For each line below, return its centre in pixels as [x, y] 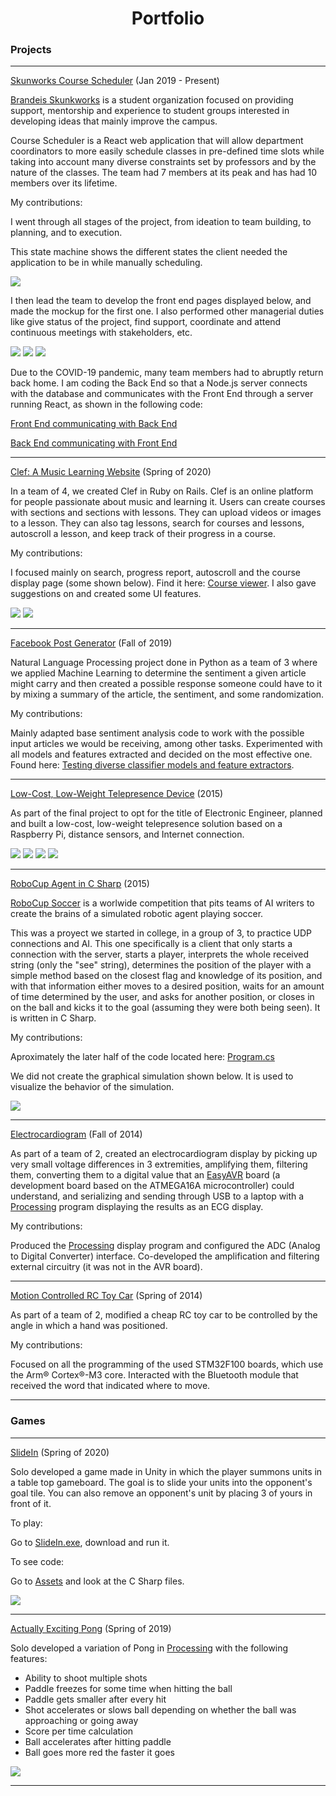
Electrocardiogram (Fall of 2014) [76, 1134]
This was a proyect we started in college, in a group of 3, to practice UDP [161, 933]
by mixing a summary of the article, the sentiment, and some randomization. [167, 694]
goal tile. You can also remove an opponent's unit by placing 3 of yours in [161, 1493]
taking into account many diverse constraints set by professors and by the [163, 162]
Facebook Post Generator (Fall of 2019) [91, 643]
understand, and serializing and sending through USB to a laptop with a [157, 1196]
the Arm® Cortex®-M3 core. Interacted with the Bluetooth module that [154, 1375]
